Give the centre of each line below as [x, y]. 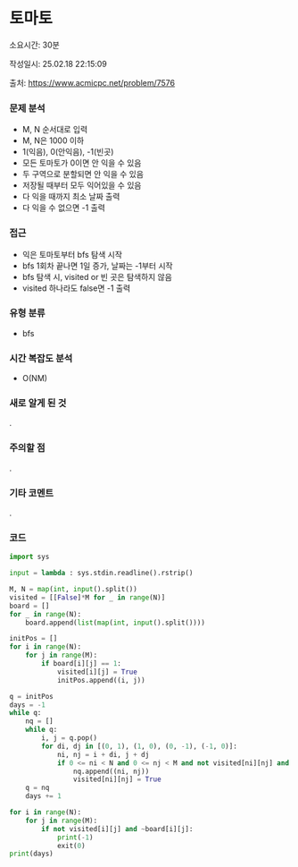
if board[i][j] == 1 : [82, 664]
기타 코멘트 [32, 493]
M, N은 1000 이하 [53, 140]
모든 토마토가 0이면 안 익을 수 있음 [82, 163]
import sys [29, 557]
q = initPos [31, 696]
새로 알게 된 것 [38, 404]
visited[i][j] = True [97, 672]
